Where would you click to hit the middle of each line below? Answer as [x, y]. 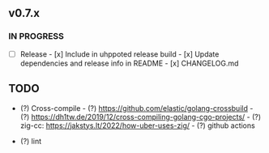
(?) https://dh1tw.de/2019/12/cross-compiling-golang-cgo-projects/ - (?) [141, 117]
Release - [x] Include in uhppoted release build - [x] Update [120, 54]
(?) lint [31, 141]
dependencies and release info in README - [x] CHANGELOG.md [129, 63]
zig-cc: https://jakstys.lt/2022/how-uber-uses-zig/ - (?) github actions [137, 125]
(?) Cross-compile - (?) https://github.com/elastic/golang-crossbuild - [137, 108]
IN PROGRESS [36, 36]
